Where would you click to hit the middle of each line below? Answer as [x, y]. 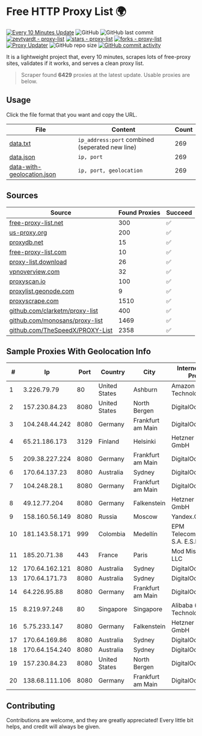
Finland [109, 441]
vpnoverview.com [35, 271]
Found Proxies [139, 212]
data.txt [20, 143]
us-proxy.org [28, 232]
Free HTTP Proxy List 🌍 [66, 12]
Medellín [145, 534]
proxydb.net [26, 242]
